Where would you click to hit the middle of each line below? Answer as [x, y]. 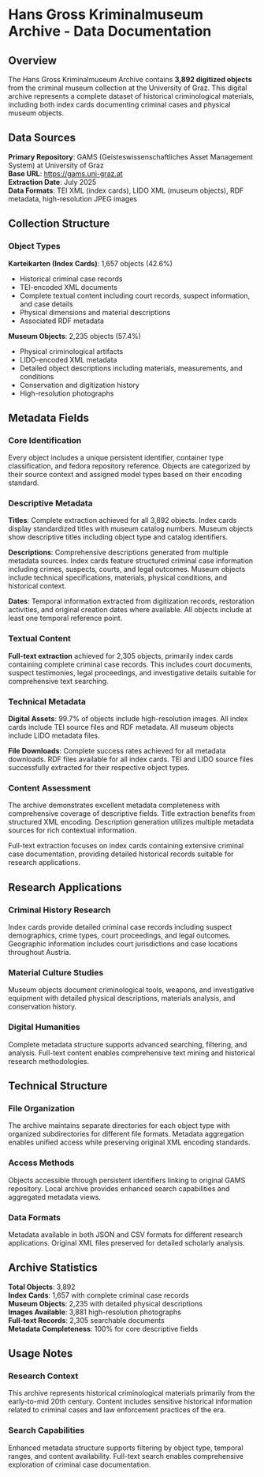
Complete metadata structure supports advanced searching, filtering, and [128, 1044]
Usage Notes [41, 1353]
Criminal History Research [59, 910]
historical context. [37, 586]
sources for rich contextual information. [73, 830]
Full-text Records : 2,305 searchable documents [87, 1320]
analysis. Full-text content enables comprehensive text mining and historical [132, 1053]
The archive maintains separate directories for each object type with [119, 1126]
